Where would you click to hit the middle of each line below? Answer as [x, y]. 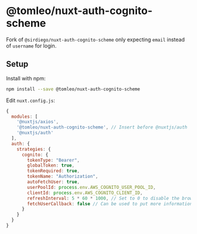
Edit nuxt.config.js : [31, 100]
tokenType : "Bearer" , [54, 160]
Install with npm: [26, 78]
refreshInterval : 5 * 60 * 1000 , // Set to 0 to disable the [103, 198]
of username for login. [31, 46]
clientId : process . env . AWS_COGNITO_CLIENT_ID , [85, 193]
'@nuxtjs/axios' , [38, 122]
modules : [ [25, 116]
